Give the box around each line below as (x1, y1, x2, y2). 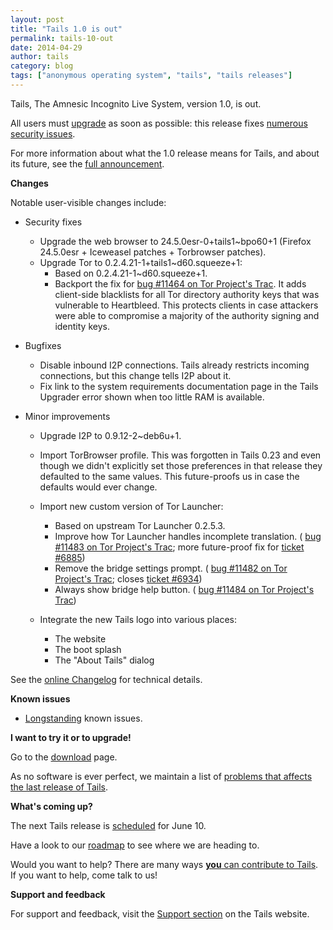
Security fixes (24, 216, 83, 228)
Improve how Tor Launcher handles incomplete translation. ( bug (54, 530, 322, 542)
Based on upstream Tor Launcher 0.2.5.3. (54, 519, 226, 531)
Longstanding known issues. (24, 712, 143, 724)
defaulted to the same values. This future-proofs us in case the (39, 470, 300, 482)
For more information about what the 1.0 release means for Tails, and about (10, 147, 320, 159)
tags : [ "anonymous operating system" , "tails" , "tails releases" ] (10, 71, 293, 81)
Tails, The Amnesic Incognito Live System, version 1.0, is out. (10, 97, 262, 110)
